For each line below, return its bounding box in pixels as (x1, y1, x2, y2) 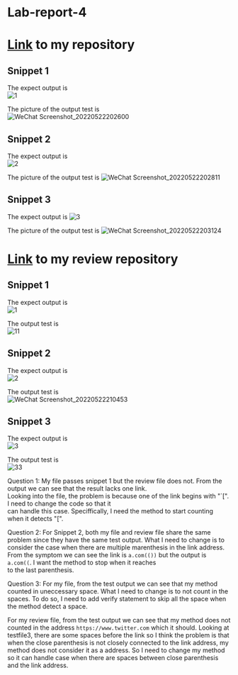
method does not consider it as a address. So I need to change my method (7, 646, 225, 654)
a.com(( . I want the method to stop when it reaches (7, 558, 157, 567)
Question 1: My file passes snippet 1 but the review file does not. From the (7, 476, 222, 486)
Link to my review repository (7, 251, 178, 267)
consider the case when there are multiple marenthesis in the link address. (7, 543, 225, 552)
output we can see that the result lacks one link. (7, 484, 147, 493)
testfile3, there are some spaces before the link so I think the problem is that (7, 631, 229, 640)
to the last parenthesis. (7, 566, 74, 574)
